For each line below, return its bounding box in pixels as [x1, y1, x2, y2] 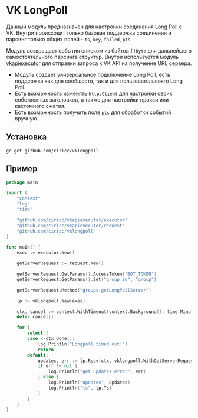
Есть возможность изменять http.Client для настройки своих [14, 90, 173, 97]
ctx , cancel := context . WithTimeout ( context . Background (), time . [16, 308, 181, 315]
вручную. [14, 115, 39, 122]
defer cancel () [16, 314, 54, 320]
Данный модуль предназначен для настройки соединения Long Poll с [6, 23, 183, 30]
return [37, 347, 54, 352]
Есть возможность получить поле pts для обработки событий [14, 109, 171, 116]
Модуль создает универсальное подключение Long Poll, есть [14, 71, 171, 78]
